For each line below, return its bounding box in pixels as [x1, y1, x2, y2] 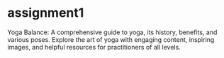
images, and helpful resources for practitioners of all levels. [7, 43, 181, 51]
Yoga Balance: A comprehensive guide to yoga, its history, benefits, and [7, 28, 218, 36]
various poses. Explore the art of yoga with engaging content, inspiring [7, 35, 215, 43]
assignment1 [7, 5, 84, 21]
